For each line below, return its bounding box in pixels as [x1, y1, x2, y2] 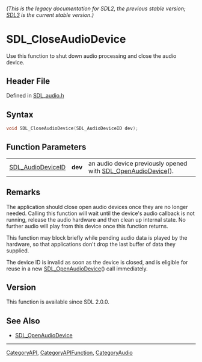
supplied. [6, 247, 29, 254]
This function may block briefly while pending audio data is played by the [6, 234, 188, 241]
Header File [6, 76, 50, 86]
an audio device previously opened [88, 159, 188, 167]
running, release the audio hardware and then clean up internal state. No [6, 216, 186, 223]
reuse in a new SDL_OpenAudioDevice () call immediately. [6, 265, 148, 272]
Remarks [6, 187, 41, 198]
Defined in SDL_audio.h [6, 92, 64, 99]
